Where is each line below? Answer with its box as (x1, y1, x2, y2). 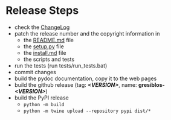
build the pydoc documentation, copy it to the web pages (14, 75, 157, 82)
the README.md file (23, 36, 74, 43)
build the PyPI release (14, 94, 69, 101)
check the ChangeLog (14, 24, 70, 31)
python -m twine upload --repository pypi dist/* (23, 108, 152, 114)
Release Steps (5, 4, 79, 17)
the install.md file (23, 49, 66, 56)
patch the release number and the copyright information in (14, 30, 160, 37)
